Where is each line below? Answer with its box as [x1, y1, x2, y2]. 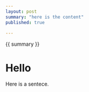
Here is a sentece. [5, 80, 49, 88]
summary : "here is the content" [5, 14, 84, 20]
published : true [5, 19, 45, 25]
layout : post [5, 8, 37, 15]
